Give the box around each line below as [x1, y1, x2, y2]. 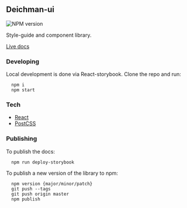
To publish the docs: [6, 148, 56, 155]
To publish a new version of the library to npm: [6, 169, 119, 176]
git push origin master [11, 191, 69, 197]
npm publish [11, 196, 41, 202]
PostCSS [14, 120, 36, 127]
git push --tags [11, 186, 51, 192]
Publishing [6, 134, 37, 143]
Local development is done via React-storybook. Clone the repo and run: [6, 71, 181, 78]
